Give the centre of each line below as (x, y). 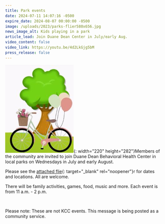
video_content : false (28, 42)
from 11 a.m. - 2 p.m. (26, 192)
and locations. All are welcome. (37, 177)
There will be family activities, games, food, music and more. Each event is (82, 186)
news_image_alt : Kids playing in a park (48, 32)
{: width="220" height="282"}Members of (117, 151)
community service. (26, 216)
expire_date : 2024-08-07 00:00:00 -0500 (48, 21)
